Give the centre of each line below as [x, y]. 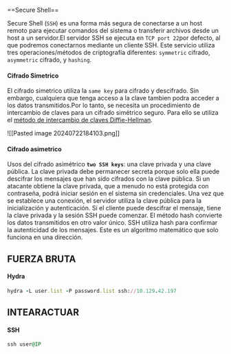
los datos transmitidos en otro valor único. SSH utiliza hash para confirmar [112, 223]
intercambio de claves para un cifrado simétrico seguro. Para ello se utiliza [113, 113]
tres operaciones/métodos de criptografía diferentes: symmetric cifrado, [109, 52]
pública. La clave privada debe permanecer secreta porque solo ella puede [113, 172]
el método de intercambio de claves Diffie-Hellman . [80, 120]
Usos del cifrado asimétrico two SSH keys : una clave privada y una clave [109, 164]
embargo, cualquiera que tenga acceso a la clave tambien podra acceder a [113, 98]
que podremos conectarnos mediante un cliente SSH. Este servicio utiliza [111, 45]
